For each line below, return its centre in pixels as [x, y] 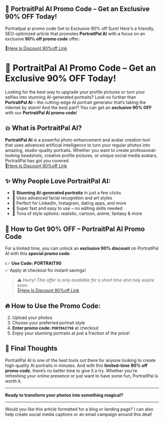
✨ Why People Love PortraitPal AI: [58, 181]
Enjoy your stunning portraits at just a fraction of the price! [71, 333]
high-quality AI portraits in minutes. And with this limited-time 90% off [76, 365]
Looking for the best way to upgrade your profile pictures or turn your [75, 92]
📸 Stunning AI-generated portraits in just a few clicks [66, 193]
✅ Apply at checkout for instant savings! [46, 270]
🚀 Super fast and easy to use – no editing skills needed [67, 209]
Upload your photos [32, 317]
